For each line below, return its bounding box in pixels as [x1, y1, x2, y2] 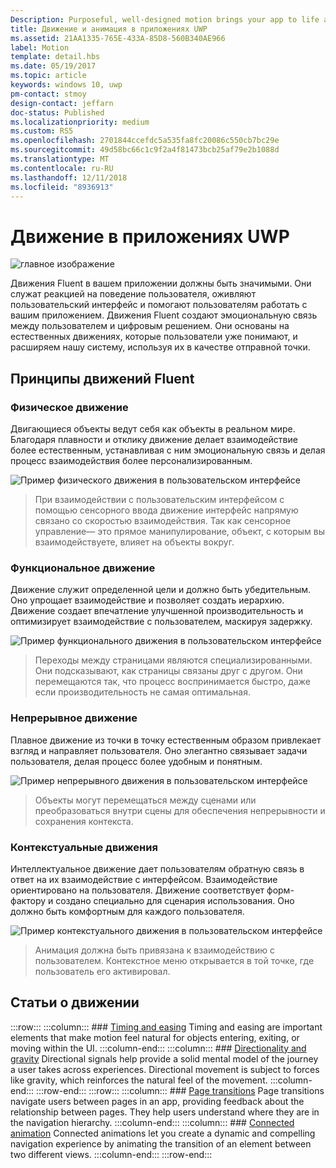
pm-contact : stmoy [10, 89, 87, 99]
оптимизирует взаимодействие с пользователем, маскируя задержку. [10, 616, 313, 628]
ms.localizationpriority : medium [10, 117, 150, 127]
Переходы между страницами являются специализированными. [34, 654, 313, 666]
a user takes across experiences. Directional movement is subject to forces [10, 1063, 320, 1075]
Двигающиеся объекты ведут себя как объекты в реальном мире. [10, 423, 296, 435]
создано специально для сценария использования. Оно [55, 894, 295, 906]
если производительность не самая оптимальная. [34, 686, 251, 698]
